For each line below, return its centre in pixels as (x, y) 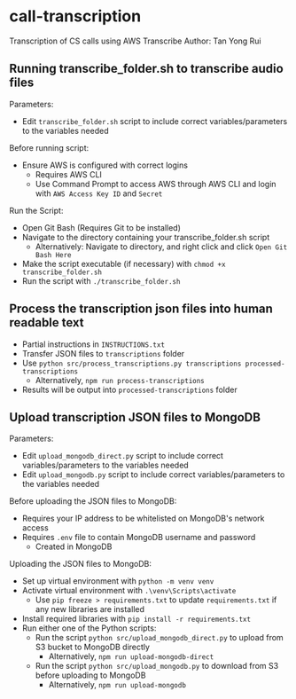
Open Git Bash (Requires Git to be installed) (101, 227)
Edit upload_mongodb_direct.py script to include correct (123, 456)
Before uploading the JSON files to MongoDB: (93, 501)
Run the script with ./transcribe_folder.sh (101, 280)
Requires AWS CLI (68, 174)
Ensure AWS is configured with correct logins (105, 165)
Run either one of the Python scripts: (89, 628)
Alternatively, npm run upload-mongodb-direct (131, 656)
